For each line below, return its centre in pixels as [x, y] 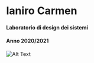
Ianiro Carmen [42, 11]
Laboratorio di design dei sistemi [47, 27]
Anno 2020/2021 [27, 41]
